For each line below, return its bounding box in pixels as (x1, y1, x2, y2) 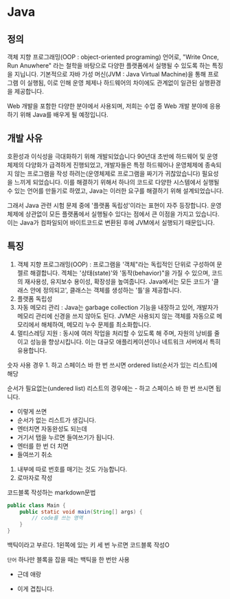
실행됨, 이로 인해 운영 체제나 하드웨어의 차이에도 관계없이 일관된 (27, 78, 198, 87)
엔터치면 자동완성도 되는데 (16, 424, 88, 432)
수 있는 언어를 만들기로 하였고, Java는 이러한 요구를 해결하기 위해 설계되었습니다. (7, 187, 224, 195)
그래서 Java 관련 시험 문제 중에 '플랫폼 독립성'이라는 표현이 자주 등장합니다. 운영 (7, 201, 222, 209)
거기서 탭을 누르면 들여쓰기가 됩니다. (16, 433, 115, 441)
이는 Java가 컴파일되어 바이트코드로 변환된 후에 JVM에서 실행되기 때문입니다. (7, 218, 215, 227)
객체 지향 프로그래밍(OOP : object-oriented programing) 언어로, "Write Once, (7, 53, 220, 61)
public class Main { (7, 502, 67, 509)
